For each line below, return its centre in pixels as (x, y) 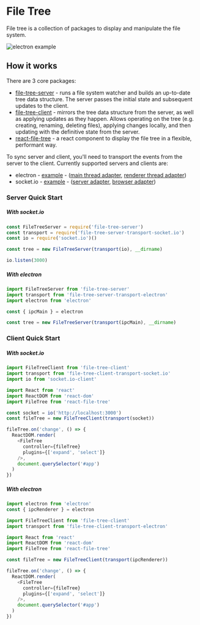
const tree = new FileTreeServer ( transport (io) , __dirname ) (85, 250)
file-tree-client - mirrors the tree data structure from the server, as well (104, 112)
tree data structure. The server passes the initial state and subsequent (104, 99)
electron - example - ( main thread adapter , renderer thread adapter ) (101, 175)
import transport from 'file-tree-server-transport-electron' (87, 295)
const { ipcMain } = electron (45, 312)
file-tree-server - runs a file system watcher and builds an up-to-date (103, 93)
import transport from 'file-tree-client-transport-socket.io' (89, 374)
